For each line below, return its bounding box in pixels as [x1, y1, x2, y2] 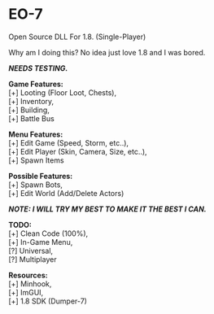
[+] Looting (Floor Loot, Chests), [8, 87, 116, 98]
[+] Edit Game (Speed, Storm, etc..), [8, 137, 129, 147]
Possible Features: [8, 171, 73, 181]
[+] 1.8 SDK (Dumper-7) [8, 296, 88, 306]
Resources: [8, 270, 48, 280]
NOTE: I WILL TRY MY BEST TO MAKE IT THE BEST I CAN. [8, 204, 207, 214]
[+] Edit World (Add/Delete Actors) [8, 188, 124, 198]
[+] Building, [8, 105, 50, 115]
